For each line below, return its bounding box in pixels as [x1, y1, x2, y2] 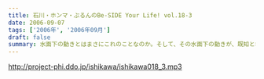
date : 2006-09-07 [8, 19, 65, 27]
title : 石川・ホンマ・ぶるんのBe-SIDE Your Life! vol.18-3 [8, 11, 192, 20]
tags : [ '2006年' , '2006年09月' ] [8, 26, 111, 34]
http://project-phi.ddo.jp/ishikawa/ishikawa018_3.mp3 [8, 62, 182, 71]
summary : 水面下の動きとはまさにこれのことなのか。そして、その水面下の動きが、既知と [8, 41, 255, 48]
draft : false [8, 33, 51, 41]
